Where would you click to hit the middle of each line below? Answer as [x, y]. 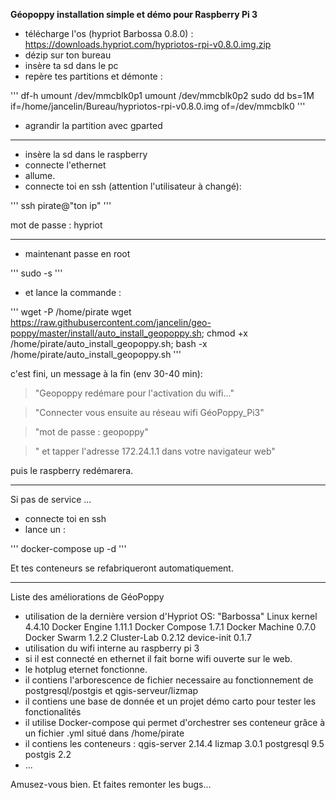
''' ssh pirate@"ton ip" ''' [61, 205]
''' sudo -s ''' [36, 273]
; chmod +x [225, 333]
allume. [40, 175]
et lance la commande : [73, 292]
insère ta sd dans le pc [71, 65]
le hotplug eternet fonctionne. [86, 669]
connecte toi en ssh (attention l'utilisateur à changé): [133, 186]
